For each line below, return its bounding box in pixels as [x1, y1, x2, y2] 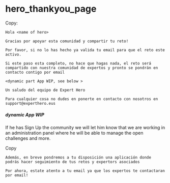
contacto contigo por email [5, 70, 65, 75]
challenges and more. [5, 135, 51, 141]
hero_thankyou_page [5, 3, 97, 15]
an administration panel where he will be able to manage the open [5, 130, 144, 136]
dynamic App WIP [5, 111, 45, 117]
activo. [5, 52, 22, 57]
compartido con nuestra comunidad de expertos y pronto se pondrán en [5, 65, 158, 70]
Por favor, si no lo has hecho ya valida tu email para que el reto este [5, 47, 165, 52]
